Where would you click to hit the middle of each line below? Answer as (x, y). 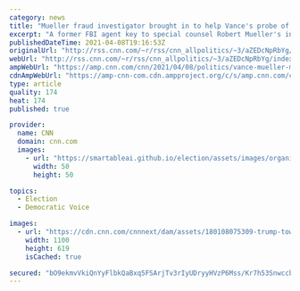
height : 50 (53, 175)
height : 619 (47, 248)
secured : (25, 273)
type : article (36, 84)
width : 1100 (47, 240)
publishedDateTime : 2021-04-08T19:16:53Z (87, 42)
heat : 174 (28, 100)
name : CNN (35, 133)
